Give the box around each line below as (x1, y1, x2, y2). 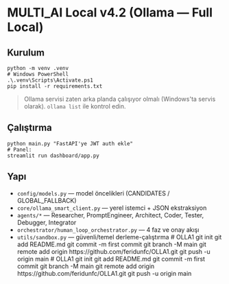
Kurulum (7, 47, 45, 58)
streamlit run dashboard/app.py (7, 152, 99, 159)
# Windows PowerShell (7, 71, 69, 78)
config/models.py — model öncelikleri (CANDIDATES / (16, 189, 170, 197)
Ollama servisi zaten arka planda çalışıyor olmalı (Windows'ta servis (23, 95, 216, 103)
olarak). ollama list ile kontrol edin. (23, 102, 126, 110)
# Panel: (7, 146, 32, 153)
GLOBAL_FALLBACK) (16, 196, 77, 204)
